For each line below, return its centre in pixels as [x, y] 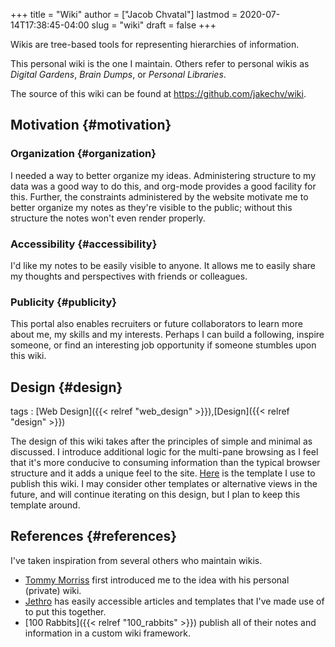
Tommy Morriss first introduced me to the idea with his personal [157, 580]
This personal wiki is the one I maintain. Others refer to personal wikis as [160, 63]
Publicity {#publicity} [63, 302]
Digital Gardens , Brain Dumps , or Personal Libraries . [118, 74]
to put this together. [65, 611]
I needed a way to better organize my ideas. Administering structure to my [163, 175]
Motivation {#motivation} [91, 125]
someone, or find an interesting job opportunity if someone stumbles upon [163, 345]
